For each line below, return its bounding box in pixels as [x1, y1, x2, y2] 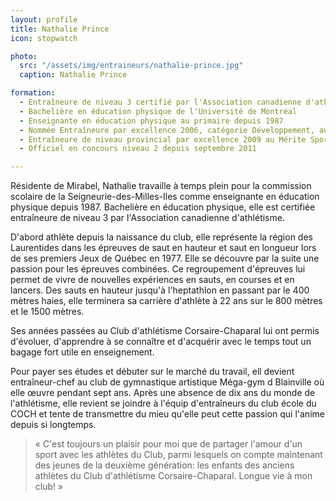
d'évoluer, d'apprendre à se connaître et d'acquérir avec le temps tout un [10, 336, 312, 348]
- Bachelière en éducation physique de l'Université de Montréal [19, 106, 298, 116]
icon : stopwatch [10, 33, 78, 43]
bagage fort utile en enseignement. [10, 346, 155, 358]
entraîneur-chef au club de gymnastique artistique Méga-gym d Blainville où [10, 376, 325, 388]
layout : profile [10, 14, 78, 25]
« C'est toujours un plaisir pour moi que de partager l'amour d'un [34, 438, 303, 450]
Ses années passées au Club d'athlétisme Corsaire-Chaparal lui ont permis [10, 325, 320, 337]
